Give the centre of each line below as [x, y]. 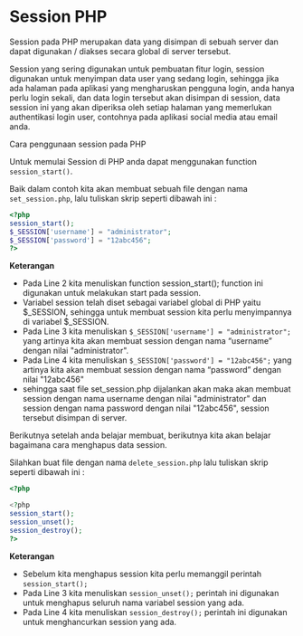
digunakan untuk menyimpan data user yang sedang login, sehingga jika [144, 78]
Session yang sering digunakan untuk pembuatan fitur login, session [137, 69]
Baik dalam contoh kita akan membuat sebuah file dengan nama [129, 188]
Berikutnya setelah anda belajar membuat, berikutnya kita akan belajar [140, 435]
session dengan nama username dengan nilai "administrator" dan [144, 399]
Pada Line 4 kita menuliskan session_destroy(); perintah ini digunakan [155, 612]
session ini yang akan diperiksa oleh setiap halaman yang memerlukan [141, 107]
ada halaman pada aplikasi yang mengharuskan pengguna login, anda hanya [152, 88]
